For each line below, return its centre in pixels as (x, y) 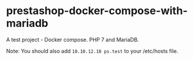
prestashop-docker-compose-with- (97, 11)
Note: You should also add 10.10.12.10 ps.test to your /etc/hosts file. (92, 51)
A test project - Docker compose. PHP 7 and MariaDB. (73, 39)
